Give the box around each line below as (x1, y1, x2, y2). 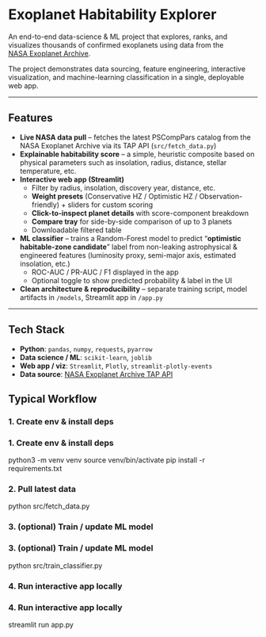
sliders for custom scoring (67, 200, 154, 209)
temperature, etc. (19, 166, 77, 175)
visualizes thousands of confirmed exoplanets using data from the (8, 40, 224, 49)
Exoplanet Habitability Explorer (8, 6, 217, 24)
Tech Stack (8, 323, 65, 336)
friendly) (31, 200, 60, 209)
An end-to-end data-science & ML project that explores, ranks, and (8, 32, 228, 41)
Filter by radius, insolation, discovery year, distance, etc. (31, 182, 216, 192)
